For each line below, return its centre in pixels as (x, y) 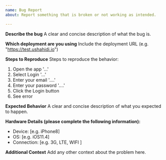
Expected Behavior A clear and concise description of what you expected (83, 106)
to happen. (17, 111)
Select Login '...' (29, 74)
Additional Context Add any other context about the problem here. (76, 152)
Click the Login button (36, 90)
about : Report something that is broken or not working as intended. (81, 15)
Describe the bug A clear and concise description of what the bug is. (78, 34)
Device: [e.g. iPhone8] (36, 131)
